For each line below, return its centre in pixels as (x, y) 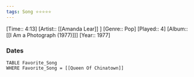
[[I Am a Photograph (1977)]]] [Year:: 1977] (58, 35)
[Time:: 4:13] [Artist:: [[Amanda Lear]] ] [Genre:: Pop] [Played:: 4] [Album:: (97, 29)
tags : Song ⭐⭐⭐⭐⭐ (29, 12)
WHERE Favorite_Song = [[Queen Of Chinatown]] (65, 68)
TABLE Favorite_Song (32, 63)
